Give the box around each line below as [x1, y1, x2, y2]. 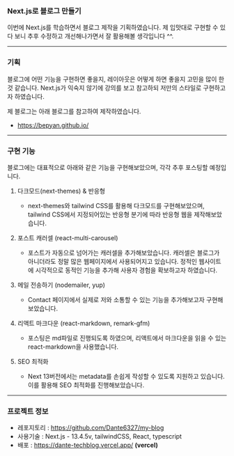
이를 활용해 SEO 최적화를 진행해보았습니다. [27, 381, 145, 389]
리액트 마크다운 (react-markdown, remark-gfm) [17, 319, 150, 327]
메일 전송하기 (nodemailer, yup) [17, 281, 106, 289]
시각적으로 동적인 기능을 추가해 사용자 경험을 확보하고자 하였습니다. [35, 266, 218, 274]
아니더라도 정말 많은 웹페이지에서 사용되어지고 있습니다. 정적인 [27, 257, 197, 265]
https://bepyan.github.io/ [17, 120, 89, 129]
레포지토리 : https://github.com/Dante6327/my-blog [17, 423, 164, 432]
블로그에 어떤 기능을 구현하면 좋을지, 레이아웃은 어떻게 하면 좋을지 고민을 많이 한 [7, 74, 225, 83]
